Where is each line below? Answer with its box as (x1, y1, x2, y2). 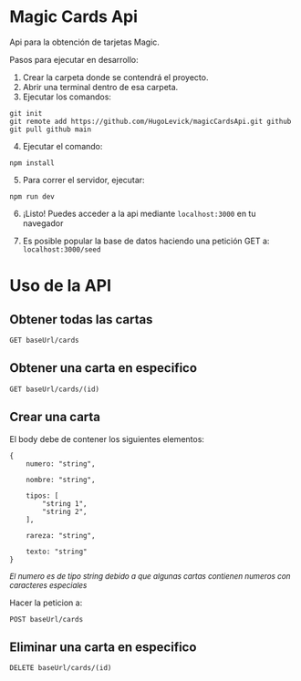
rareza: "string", (26, 531, 96, 540)
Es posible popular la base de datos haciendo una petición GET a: (22, 235, 270, 246)
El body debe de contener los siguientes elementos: (9, 433, 205, 444)
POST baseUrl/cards (9, 614, 84, 624)
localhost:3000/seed (22, 244, 101, 254)
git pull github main (9, 125, 92, 134)
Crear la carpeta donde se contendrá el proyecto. (22, 71, 209, 83)
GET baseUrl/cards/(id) (9, 385, 100, 394)
